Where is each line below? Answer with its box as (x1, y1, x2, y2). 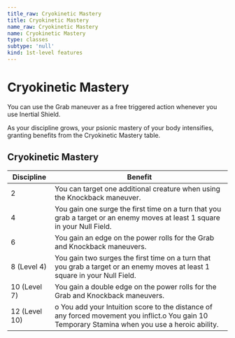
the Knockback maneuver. (55, 192, 141, 202)
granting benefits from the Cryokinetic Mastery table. (7, 131, 161, 139)
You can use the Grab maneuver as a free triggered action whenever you (7, 102, 218, 111)
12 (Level (10, 306, 43, 316)
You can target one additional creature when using (55, 183, 220, 193)
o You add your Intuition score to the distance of (55, 302, 213, 311)
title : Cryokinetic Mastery (7, 17, 90, 24)
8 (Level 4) (10, 262, 47, 272)
